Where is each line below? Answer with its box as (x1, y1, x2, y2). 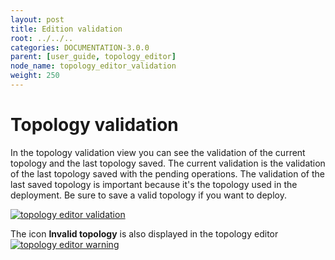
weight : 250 (10, 71, 60, 81)
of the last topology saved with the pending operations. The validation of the (10, 167, 325, 180)
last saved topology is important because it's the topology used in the (10, 178, 298, 190)
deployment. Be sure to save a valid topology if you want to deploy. (10, 189, 287, 201)
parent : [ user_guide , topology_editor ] (10, 52, 177, 62)
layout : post (10, 14, 65, 25)
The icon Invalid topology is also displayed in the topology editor (10, 227, 279, 240)
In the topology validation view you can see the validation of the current (10, 146, 306, 158)
